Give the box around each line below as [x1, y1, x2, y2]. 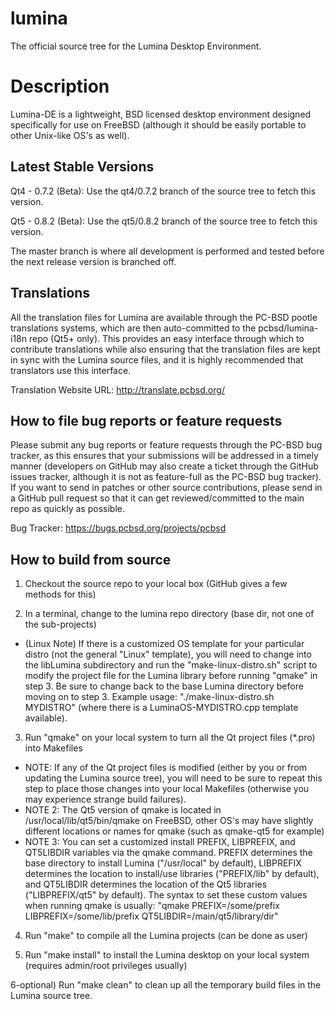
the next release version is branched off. [10, 255, 177, 267]
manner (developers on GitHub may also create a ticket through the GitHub [10, 460, 319, 472]
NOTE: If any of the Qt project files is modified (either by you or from [24, 762, 307, 774]
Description [10, 75, 110, 98]
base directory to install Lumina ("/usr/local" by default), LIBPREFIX [24, 857, 302, 869]
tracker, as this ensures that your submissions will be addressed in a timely [10, 450, 319, 462]
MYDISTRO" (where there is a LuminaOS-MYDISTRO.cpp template [24, 702, 299, 714]
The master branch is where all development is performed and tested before [10, 245, 325, 257]
